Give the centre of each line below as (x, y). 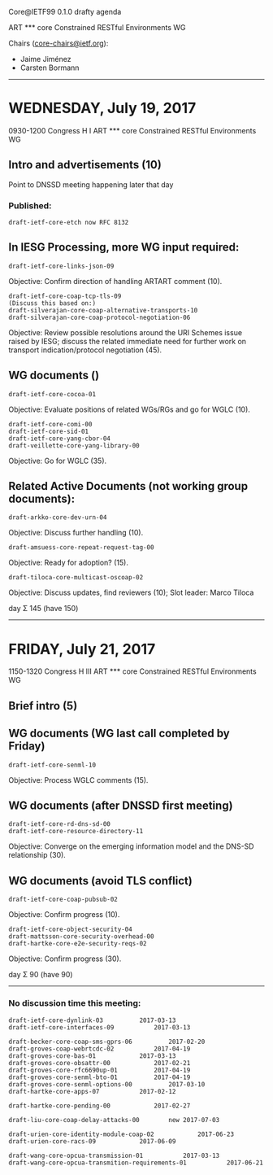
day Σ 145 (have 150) (43, 609)
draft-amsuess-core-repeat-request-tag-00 (81, 548)
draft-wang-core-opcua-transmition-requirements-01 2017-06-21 (136, 1163)
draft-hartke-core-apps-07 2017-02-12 (92, 1091)
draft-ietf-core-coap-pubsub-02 (63, 900)
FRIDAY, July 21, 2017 (82, 649)
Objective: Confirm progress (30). (65, 959)
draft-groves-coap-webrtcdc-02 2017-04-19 (100, 1049)
